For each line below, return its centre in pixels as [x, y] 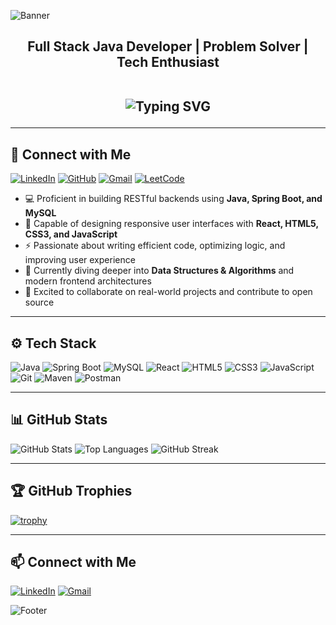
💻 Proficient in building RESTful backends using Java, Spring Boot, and [173, 199]
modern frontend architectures [88, 281]
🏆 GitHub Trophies [71, 491]
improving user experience [80, 260]
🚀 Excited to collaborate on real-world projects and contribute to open [168, 292]
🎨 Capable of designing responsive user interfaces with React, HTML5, [171, 224]
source [39, 302]
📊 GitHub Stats [59, 420]
